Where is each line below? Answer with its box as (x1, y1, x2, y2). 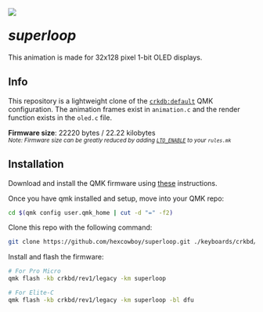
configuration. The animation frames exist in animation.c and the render (8, 104, 240, 114)
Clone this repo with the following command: (8, 223, 153, 232)
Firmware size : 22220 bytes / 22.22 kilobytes (8, 128, 156, 137)
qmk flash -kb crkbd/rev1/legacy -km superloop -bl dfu (8, 296, 194, 304)
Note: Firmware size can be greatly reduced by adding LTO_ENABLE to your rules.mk (8, 136, 232, 144)
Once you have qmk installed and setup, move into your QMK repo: (8, 194, 225, 203)
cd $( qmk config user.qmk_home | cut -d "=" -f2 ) (8, 209, 174, 216)
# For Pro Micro (8, 267, 61, 275)
